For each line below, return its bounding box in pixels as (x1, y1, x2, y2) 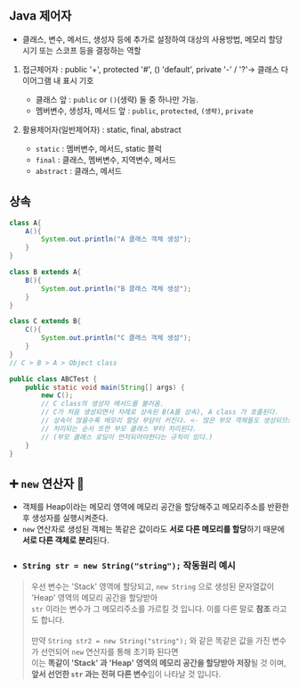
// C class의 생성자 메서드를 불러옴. (41, 400, 165, 409)
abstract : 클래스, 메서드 (35, 165, 123, 176)
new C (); (41, 391, 74, 400)
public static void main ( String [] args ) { (25, 383, 185, 392)
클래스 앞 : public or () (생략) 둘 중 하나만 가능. (35, 94, 198, 104)
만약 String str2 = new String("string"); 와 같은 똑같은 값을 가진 (30, 635, 271, 646)
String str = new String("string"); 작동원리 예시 (21, 560, 236, 572)
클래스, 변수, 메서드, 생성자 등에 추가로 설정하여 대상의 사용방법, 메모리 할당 (21, 34, 283, 45)
